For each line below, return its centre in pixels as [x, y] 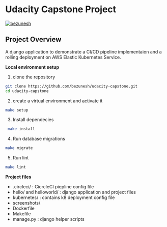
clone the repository [34, 77]
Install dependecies [33, 120]
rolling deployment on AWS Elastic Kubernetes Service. [63, 57]
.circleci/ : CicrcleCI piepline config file [53, 187]
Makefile [22, 214]
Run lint [21, 158]
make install [21, 129]
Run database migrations [39, 139]
